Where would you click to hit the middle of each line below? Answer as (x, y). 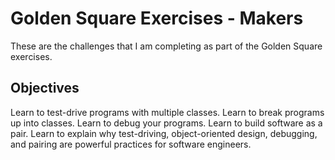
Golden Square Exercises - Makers (157, 18)
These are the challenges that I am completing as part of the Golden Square (166, 46)
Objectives (45, 88)
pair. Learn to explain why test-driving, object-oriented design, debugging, (164, 133)
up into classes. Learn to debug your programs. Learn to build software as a (166, 123)
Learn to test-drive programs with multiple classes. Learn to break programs (167, 112)
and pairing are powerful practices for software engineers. (131, 144)
